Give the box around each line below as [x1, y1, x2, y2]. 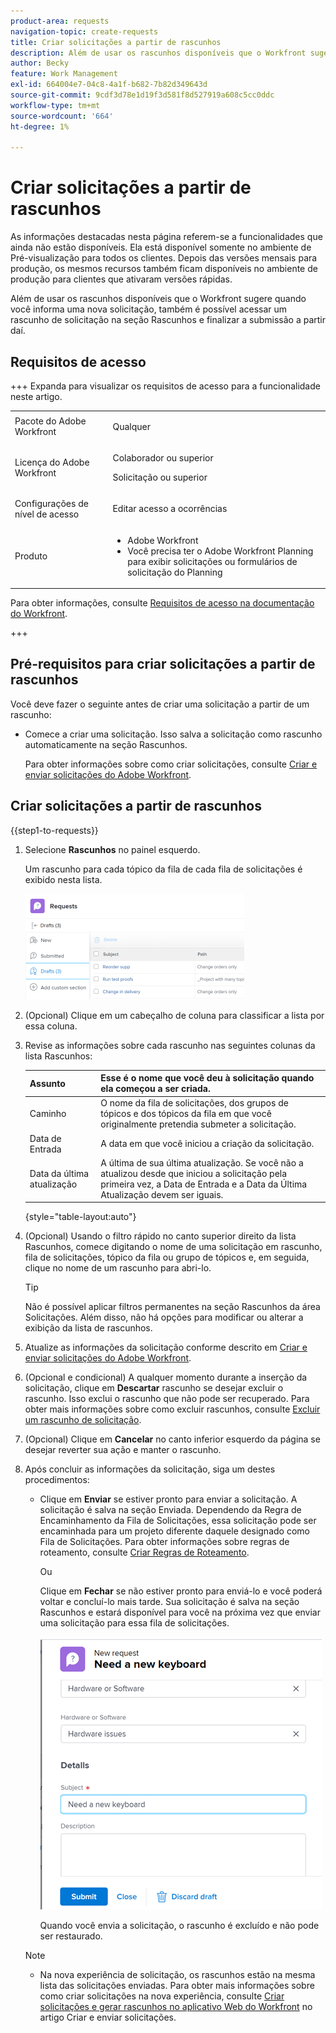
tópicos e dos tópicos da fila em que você [100, 1108, 272, 1120]
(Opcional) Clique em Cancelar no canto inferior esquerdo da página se [24, 1433, 321, 1445]
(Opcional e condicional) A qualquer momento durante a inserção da [24, 1371, 308, 1384]
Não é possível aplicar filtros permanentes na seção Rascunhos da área [24, 1301, 321, 1313]
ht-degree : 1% [10, 121, 70, 132]
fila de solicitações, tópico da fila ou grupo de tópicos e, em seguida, [24, 1251, 310, 1264]
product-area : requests [10, 16, 110, 26]
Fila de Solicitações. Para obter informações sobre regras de [39, 1536, 290, 1548]
